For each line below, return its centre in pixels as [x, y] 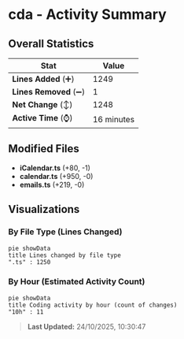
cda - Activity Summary [87, 15]
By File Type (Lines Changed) [65, 232]
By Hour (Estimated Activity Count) [77, 281]
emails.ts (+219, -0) [52, 184]
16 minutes [114, 119]
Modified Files [44, 149]
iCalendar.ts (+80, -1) [55, 168]
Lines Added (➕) [43, 79]
